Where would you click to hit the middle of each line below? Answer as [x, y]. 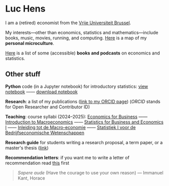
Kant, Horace [31, 178]
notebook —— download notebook [42, 92]
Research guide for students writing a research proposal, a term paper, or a [84, 142]
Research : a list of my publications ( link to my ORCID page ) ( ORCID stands [83, 101]
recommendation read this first [37, 163]
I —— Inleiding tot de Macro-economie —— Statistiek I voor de [71, 127]
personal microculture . [30, 43]
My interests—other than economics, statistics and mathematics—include [82, 32]
